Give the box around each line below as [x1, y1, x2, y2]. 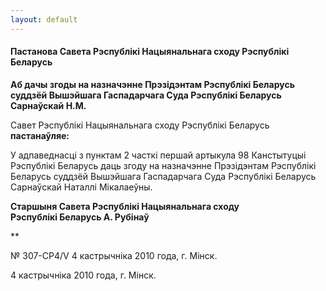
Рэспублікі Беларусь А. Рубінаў [10, 211, 150, 223]
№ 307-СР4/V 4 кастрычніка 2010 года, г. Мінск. [10, 249, 218, 261]
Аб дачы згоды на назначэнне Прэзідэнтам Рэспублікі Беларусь [10, 78, 295, 90]
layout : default [10, 14, 78, 25]
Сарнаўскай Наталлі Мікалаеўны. [10, 181, 153, 193]
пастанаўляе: [10, 129, 70, 141]
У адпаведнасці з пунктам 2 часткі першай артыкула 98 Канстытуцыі [10, 149, 307, 161]
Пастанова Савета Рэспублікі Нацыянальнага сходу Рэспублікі [10, 46, 290, 58]
